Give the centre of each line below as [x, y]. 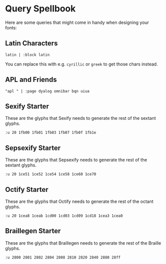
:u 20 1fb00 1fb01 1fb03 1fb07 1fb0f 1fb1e [51, 133]
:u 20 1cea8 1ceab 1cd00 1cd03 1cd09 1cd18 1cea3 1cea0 [64, 216]
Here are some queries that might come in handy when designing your [77, 22]
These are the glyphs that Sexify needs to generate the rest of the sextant [81, 118]
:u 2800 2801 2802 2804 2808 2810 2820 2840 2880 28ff [63, 257]
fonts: [11, 27]
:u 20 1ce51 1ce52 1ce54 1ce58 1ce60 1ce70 [51, 175]
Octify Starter [27, 189]
